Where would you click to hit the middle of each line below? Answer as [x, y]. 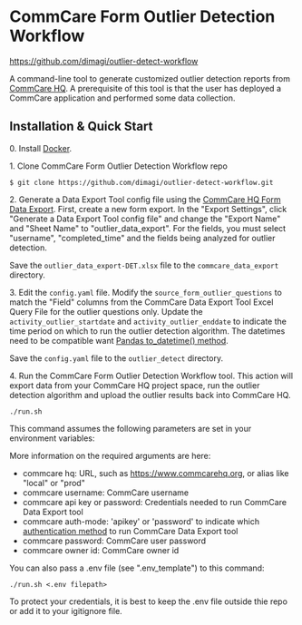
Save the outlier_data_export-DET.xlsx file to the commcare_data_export [144, 265]
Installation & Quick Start [81, 127]
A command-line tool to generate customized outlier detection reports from [150, 78]
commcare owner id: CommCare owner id [101, 550]
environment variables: [52, 438]
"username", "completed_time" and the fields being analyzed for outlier [142, 238]
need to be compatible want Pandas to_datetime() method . [119, 340]
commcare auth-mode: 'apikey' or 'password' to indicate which [141, 521]
